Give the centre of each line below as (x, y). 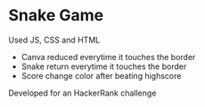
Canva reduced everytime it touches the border (108, 57)
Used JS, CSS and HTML (54, 40)
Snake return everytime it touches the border (104, 66)
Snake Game (56, 15)
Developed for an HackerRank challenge (82, 93)
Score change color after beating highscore (101, 75)
